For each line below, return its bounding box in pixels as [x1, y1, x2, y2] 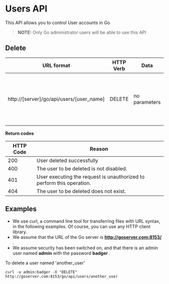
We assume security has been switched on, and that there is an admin [12, 244, 158, 251]
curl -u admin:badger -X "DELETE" [5, 269, 78, 274]
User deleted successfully [36, 157, 99, 164]
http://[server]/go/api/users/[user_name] [8, 95, 105, 102]
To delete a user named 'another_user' [5, 259, 86, 266]
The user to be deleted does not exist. [36, 188, 126, 195]
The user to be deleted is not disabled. [36, 165, 127, 172]
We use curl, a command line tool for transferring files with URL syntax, [12, 218, 160, 224]
